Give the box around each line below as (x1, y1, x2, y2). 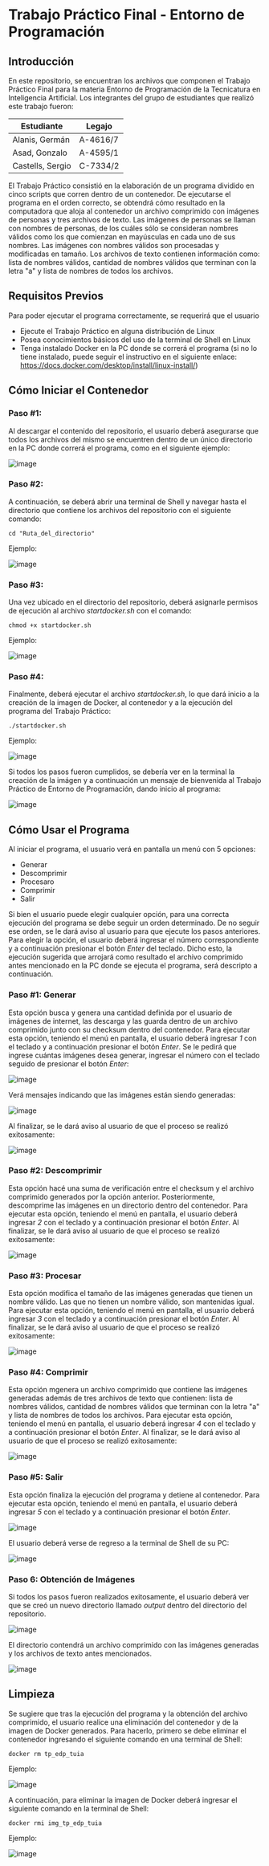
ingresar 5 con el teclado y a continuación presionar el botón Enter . (8, 1507, 230, 1517)
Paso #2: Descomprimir (8, 1165, 103, 1176)
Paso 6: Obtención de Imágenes (8, 1574, 135, 1585)
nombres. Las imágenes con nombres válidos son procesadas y (8, 241, 219, 250)
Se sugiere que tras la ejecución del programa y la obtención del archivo (8, 1709, 248, 1718)
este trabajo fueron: (8, 102, 74, 111)
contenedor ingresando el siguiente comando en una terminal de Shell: (8, 1734, 243, 1744)
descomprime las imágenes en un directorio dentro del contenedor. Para (8, 1200, 249, 1210)
